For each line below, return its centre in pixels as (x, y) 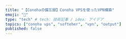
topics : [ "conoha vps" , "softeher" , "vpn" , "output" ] (64, 24)
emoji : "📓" (17, 15)
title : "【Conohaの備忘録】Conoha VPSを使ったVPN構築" (60, 10)
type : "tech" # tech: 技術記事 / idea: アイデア (55, 19)
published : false (24, 29)
